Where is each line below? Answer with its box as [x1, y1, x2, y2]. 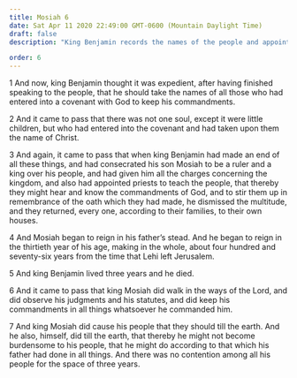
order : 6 [9, 54, 42, 63]
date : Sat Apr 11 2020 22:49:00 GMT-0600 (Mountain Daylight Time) [9, 21, 263, 30]
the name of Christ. [9, 132, 80, 143]
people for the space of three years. [9, 359, 141, 369]
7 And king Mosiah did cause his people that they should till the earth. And [9, 321, 280, 332]
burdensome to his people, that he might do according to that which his [9, 340, 270, 351]
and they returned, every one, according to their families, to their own [9, 206, 263, 216]
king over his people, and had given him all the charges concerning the [9, 169, 268, 179]
